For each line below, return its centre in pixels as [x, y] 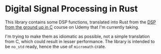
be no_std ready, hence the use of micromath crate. [56, 46]
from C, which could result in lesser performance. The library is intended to [80, 41]
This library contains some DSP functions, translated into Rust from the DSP [80, 22]
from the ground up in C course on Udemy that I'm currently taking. [72, 27]
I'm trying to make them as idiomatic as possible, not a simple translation [77, 36]
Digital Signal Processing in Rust [71, 9]
